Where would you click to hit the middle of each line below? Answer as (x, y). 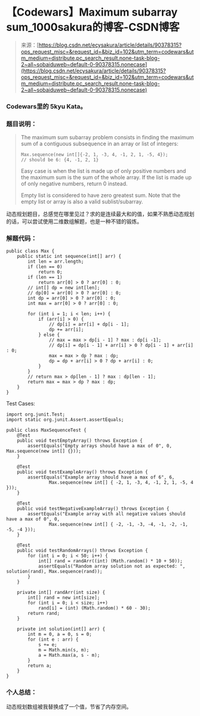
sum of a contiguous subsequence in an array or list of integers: (99, 144)
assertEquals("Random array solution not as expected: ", (112, 566)
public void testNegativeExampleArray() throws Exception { (93, 509)
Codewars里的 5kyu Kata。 (46, 106)
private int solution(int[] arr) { (61, 629)
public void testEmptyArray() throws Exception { (80, 441)
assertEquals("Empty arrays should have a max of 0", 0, (100, 446)
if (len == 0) (45, 267)
